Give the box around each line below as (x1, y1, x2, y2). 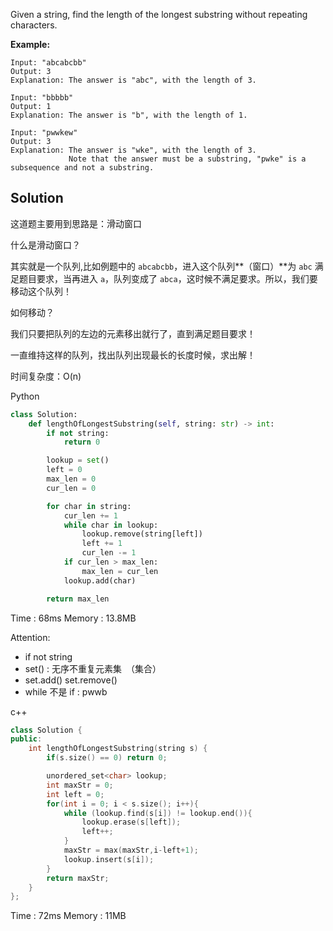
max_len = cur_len (81, 566, 159, 576)
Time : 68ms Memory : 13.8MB (10, 612, 137, 624)
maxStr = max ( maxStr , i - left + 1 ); (63, 845, 199, 856)
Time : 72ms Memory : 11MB (10, 910, 127, 922)
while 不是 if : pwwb (24, 685, 108, 698)
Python (10, 390, 40, 402)
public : (10, 734, 43, 744)
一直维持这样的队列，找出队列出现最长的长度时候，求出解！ (10, 349, 256, 361)
